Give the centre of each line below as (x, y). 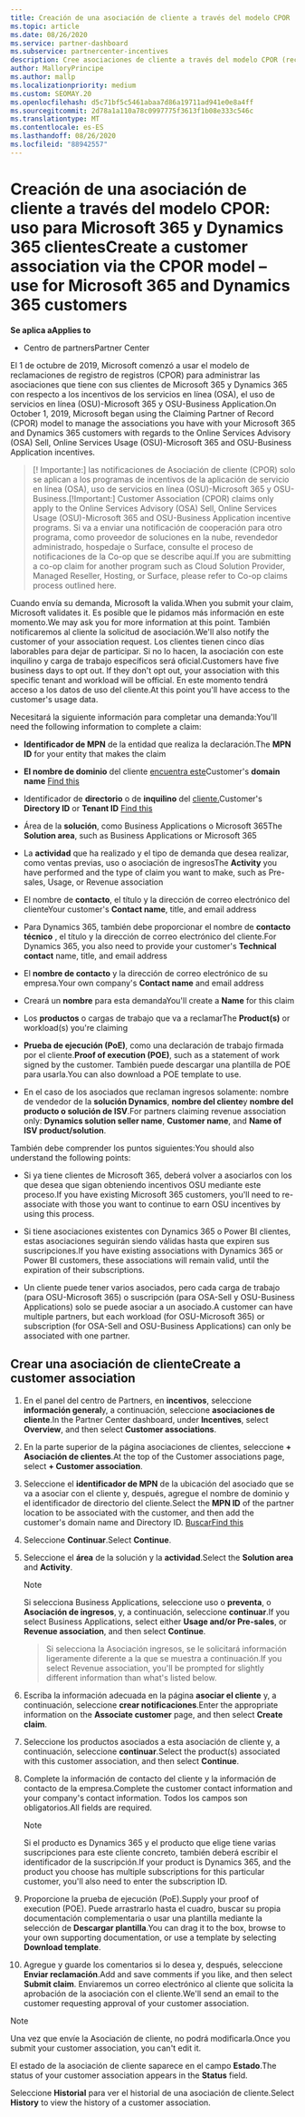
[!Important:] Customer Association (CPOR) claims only (171, 498)
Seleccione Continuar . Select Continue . (97, 1540)
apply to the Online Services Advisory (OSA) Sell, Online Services (154, 508)
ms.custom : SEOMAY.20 (51, 93)
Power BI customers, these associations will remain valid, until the (146, 1260)
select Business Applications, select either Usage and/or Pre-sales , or (155, 1622)
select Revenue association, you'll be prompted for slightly (155, 1668)
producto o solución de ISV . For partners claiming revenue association (155, 1111)
